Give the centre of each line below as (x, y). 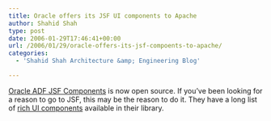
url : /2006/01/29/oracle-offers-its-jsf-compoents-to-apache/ (115, 46)
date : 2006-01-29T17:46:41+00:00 (65, 38)
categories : (28, 53)
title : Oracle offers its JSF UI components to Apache (103, 16)
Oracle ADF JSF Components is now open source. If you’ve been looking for (135, 90)
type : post (27, 31)
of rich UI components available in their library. (86, 108)
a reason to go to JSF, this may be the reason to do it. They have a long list (133, 99)
